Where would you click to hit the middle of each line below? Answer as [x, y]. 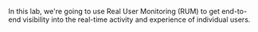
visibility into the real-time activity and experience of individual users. [137, 20]
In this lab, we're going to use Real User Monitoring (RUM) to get [114, 11]
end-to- [235, 11]
